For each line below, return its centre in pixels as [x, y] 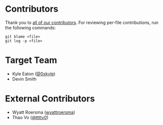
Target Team [31, 60]
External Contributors [50, 99]
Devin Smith [24, 79]
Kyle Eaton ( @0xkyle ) [34, 74]
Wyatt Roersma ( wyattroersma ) [44, 112]
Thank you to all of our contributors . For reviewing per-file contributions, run [82, 22]
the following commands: [31, 27]
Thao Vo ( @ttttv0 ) [30, 117]
